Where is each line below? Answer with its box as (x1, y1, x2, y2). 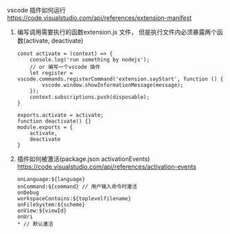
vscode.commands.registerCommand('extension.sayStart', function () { (16, 76, 224, 83)
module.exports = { (16, 124, 73, 131)
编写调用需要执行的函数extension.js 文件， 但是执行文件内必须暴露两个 (16, 28, 218, 36)
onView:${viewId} (16, 207, 67, 214)
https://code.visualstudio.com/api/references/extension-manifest (7, 14, 192, 22)
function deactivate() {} (16, 118, 91, 125)
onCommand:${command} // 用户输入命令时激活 (16, 183, 137, 190)
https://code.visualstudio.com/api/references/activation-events (16, 162, 197, 171)
